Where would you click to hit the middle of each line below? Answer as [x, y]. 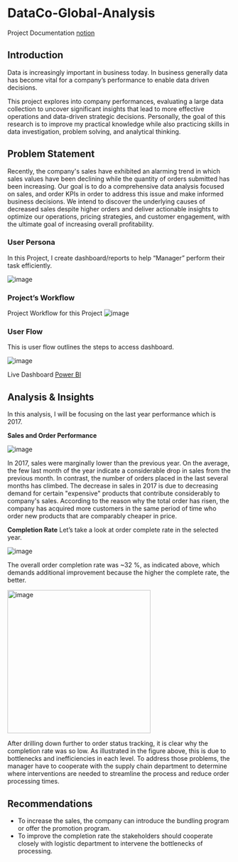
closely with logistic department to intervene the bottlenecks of [110, 843]
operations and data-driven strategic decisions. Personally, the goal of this [117, 116]
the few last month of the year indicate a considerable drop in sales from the [119, 471]
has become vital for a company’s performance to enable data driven [108, 80]
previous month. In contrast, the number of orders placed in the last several [118, 478]
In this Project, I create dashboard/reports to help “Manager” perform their [116, 258]
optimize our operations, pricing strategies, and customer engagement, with [119, 216]
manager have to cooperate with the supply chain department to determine [117, 766]
